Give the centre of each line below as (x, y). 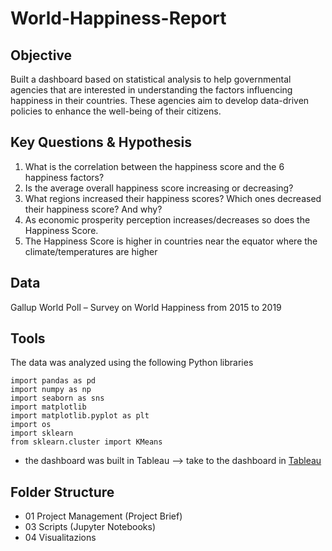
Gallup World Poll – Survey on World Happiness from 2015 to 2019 (146, 307)
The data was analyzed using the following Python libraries (132, 363)
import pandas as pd (53, 381)
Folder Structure (62, 492)
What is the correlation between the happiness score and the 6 (154, 166)
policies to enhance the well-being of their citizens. (116, 111)
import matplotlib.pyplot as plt (80, 416)
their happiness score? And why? (93, 209)
